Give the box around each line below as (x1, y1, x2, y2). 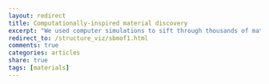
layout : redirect (8, 11, 66, 20)
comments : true (8, 42, 59, 50)
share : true (8, 57, 48, 65)
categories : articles (8, 49, 81, 57)
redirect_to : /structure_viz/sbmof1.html (8, 34, 149, 42)
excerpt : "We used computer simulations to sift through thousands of (8, 26, 249, 34)
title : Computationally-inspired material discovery (8, 19, 188, 27)
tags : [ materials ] (8, 64, 70, 72)
